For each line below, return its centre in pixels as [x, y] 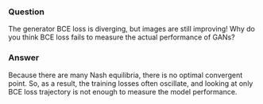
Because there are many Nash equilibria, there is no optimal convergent [126, 75]
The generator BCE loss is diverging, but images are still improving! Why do [132, 29]
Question [27, 12]
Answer [24, 58]
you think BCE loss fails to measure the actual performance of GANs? [122, 37]
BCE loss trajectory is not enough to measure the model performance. [123, 91]
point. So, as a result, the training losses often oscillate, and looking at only [131, 83]
